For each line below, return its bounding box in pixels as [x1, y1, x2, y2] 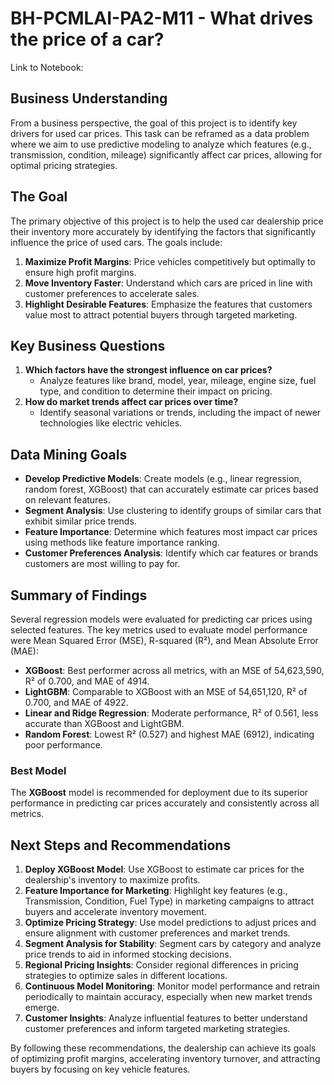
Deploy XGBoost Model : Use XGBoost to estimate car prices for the [24, 863, 305, 876]
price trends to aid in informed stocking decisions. [24, 948, 232, 961]
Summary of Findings [10, 587, 148, 604]
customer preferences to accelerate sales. [24, 287, 200, 299]
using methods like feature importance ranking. [24, 537, 220, 549]
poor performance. [24, 739, 103, 751]
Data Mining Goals [10, 446, 128, 463]
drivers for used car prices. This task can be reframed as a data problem [10, 127, 310, 139]
